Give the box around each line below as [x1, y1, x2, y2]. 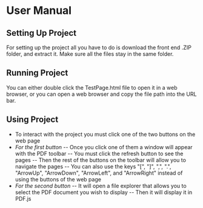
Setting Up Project [6, 28, 77, 38]
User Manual [6, 4, 72, 18]
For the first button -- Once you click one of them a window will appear [15, 143, 193, 150]
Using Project [6, 115, 59, 125]
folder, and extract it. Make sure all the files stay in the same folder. [6, 50, 174, 58]
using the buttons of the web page [15, 175, 102, 183]
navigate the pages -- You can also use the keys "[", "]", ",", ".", [15, 163, 171, 170]
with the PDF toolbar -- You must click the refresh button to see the [15, 150, 184, 157]
